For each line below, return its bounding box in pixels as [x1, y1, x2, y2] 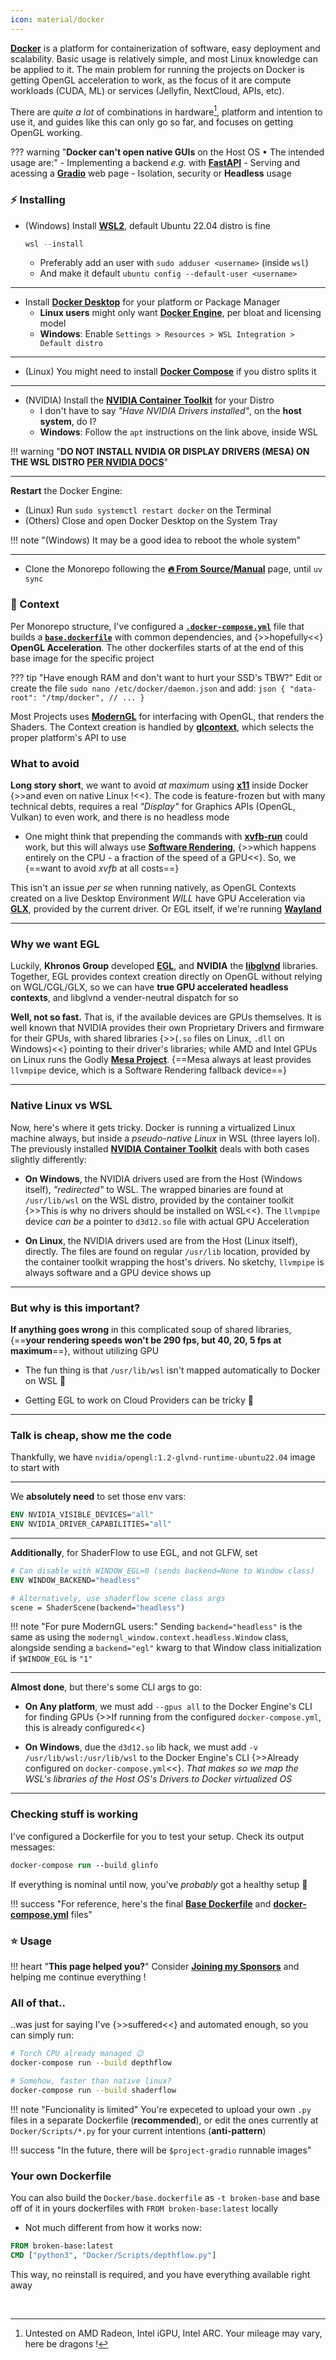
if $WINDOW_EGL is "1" [10, 1652, 93, 1665]
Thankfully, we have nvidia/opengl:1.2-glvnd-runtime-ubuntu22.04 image [10, 1451, 316, 1463]
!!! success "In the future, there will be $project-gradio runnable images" [10, 2144, 312, 2156]
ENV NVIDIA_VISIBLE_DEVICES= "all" [10, 1510, 155, 1520]
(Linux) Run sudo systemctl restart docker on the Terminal [24, 504, 272, 516]
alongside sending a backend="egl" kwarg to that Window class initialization [10, 1642, 322, 1654]
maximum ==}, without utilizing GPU [10, 1344, 160, 1356]
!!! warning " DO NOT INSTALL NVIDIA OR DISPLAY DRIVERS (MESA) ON [10, 446, 310, 458]
